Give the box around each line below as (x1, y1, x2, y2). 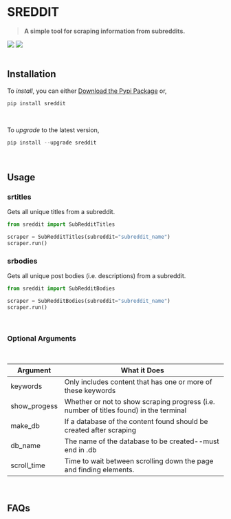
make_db (10, 421, 40, 431)
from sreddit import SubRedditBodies (7, 285, 115, 293)
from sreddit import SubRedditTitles (7, 221, 115, 228)
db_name (10, 441, 41, 451)
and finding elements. (64, 465, 135, 475)
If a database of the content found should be (64, 417, 208, 427)
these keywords (64, 386, 116, 396)
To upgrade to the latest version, (7, 125, 100, 134)
